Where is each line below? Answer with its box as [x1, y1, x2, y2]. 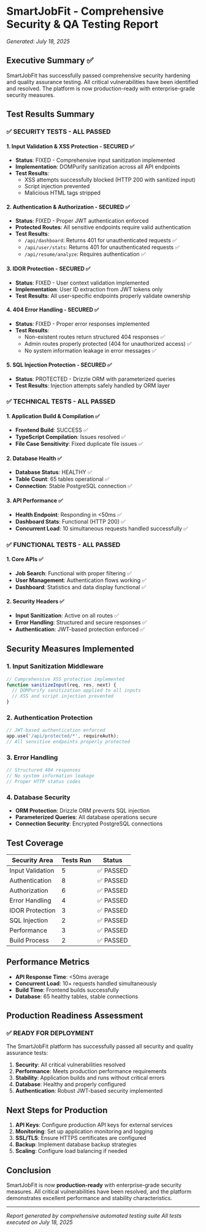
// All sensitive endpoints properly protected [6, 739, 131, 745]
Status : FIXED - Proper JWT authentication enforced [15, 217, 149, 224]
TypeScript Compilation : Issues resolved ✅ [15, 434, 126, 441]
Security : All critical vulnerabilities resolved [15, 1061, 126, 1068]
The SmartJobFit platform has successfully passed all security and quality [6, 1043, 194, 1050]
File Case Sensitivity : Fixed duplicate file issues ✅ [15, 440, 143, 448]
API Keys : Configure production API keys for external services [15, 1121, 173, 1129]
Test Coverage [6, 838, 64, 848]
